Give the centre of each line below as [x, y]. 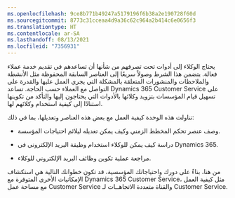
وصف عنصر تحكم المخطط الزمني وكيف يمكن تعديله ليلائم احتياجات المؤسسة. [119, 131]
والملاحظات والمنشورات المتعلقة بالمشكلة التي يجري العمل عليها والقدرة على [108, 81]
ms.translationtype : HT [42, 27]
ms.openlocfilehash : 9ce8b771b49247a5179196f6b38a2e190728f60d [102, 14]
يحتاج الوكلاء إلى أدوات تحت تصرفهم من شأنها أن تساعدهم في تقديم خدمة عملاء [111, 66]
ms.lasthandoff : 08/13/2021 [48, 40]
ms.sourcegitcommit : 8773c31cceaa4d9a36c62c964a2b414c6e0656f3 [102, 20]
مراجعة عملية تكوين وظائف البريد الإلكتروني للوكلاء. [84, 158]
